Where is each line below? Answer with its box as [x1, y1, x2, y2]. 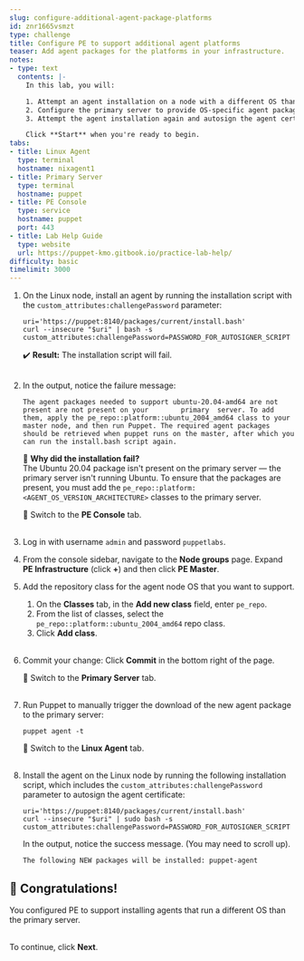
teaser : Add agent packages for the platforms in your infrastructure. [9, 47, 285, 56]
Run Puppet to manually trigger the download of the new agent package [22, 700, 292, 711]
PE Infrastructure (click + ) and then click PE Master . [22, 564, 220, 575]
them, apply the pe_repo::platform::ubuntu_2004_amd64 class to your [22, 413, 291, 422]
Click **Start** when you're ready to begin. [25, 131, 201, 140]
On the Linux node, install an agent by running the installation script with [22, 290, 292, 301]
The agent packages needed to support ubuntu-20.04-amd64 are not [22, 398, 279, 407]
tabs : [9, 139, 30, 148]
